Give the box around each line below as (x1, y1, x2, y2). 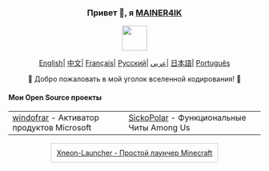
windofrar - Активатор (12, 112, 100, 123)
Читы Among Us (128, 121, 191, 133)
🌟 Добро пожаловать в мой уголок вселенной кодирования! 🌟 (27, 74, 242, 84)
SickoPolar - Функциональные (128, 112, 247, 123)
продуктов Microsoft (12, 121, 92, 133)
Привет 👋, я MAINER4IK (86, 7, 183, 18)
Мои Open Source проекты (8, 92, 102, 102)
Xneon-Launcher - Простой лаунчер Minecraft (56, 148, 213, 157)
